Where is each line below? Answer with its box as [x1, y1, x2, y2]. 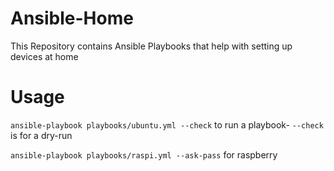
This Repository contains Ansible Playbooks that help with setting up [10, 40, 293, 52]
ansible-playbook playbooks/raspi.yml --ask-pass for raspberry [10, 148, 278, 161]
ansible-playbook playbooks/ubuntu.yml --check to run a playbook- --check [10, 118, 324, 131]
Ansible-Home [10, 7, 134, 30]
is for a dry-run [10, 129, 73, 141]
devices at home [10, 50, 79, 62]
